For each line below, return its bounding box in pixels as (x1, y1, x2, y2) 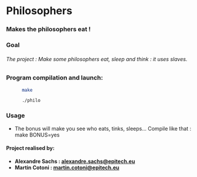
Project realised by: (6, 145, 55, 152)
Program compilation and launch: (6, 74, 103, 82)
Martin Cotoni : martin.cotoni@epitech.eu (14, 163, 119, 171)
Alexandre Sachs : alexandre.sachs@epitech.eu (14, 158, 135, 165)
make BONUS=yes (14, 131, 60, 138)
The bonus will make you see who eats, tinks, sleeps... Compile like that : (14, 125, 192, 132)
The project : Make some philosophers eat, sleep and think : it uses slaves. (6, 55, 188, 62)
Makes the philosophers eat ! (6, 25, 91, 34)
